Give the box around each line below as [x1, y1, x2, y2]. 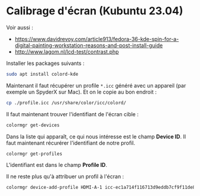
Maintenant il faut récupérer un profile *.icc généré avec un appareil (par [6, 82, 186, 89]
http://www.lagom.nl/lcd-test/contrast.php [14, 48, 119, 55]
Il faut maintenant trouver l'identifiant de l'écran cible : [6, 110, 139, 117]
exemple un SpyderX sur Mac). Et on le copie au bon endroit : [6, 88, 157, 95]
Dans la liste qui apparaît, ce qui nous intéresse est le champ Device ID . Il [6, 133, 186, 140]
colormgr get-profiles [6, 151, 62, 157]
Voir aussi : [6, 24, 34, 31]
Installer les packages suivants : [6, 60, 85, 67]
